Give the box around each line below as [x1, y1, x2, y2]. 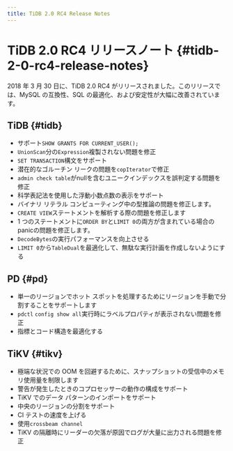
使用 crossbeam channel [17, 420, 83, 427]
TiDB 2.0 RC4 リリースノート [7, 43, 174, 58]
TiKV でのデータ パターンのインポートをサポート [17, 393, 156, 402]
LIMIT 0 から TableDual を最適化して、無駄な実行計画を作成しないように [17, 243, 220, 252]
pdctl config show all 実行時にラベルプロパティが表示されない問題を [17, 309, 216, 318]
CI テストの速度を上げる [17, 411, 87, 419]
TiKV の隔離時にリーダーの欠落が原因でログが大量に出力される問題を [17, 428, 216, 436]
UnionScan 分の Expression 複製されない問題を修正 [17, 148, 156, 156]
